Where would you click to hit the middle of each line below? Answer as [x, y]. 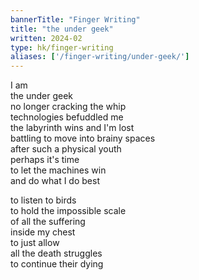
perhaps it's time [45, 160]
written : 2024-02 [46, 38]
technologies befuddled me [67, 117]
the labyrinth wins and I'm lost [72, 128]
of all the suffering [48, 222]
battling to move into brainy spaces [83, 138]
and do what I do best [55, 181]
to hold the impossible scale [68, 211]
